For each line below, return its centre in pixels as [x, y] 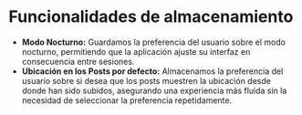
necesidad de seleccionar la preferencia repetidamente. [127, 100]
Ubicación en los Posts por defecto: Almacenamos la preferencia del [152, 71]
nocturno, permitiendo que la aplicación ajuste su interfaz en [136, 51]
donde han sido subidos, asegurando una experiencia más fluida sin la [154, 90]
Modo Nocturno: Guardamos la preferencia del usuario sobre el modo [154, 42]
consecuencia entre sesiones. [78, 61]
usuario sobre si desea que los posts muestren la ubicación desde [146, 80]
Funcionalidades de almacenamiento [151, 17]
